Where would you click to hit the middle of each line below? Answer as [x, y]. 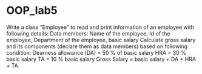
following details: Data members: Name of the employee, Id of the [89, 33]
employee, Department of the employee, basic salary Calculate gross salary [101, 40]
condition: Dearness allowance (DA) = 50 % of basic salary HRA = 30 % [96, 52]
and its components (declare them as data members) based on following [97, 46]
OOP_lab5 [32, 11]
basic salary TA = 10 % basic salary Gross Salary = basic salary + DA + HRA [101, 59]
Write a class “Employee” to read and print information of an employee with [100, 27]
